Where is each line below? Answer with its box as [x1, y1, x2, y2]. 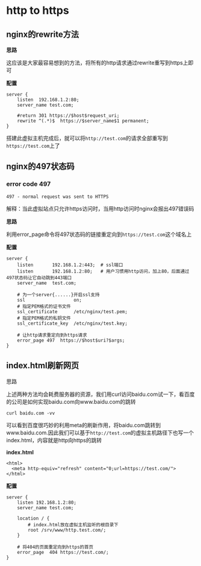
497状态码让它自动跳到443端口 [6, 275, 72, 281]
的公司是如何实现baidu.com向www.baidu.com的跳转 [6, 398, 137, 405]
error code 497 [6, 180, 51, 188]
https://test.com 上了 [6, 142, 60, 149]
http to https [6, 4, 69, 17]
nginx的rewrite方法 [6, 29, 79, 39]
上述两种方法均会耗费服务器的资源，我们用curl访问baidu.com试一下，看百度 [6, 390, 195, 398]
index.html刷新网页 [6, 360, 79, 371]
